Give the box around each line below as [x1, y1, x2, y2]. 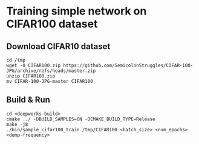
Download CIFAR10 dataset [6, 41, 111, 51]
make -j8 [6, 121, 28, 128]
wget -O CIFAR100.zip [6, 62, 61, 68]
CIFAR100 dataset [6, 17, 98, 31]
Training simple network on [6, 4, 147, 18]
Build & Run [6, 95, 50, 105]
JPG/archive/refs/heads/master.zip [6, 68, 96, 74]
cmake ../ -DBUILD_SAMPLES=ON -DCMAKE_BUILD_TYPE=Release [6, 116, 155, 122]
